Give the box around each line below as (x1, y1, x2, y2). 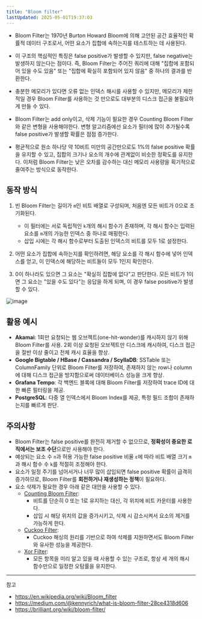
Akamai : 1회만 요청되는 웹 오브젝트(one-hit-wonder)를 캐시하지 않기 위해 (14, 334, 188, 341)
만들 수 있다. (21, 102, 50, 110)
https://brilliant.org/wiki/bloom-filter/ (14, 606, 106, 613)
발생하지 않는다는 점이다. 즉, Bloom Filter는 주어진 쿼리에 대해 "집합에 (14, 60, 179, 67)
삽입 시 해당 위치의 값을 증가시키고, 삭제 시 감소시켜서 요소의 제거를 (32, 512, 191, 519)
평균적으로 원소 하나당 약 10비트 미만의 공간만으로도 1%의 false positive (14, 143, 185, 151)
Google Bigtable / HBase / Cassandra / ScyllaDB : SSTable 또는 (14, 356, 171, 364)
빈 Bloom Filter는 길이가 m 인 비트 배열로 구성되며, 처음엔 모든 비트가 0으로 (14, 202, 188, 210)
